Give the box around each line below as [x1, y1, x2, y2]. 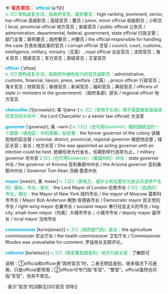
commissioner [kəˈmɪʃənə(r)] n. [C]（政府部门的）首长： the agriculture [5, 227, 152, 232]
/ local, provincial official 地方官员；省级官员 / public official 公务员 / [5, 24, 145, 30]
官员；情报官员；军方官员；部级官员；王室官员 [9, 55, 106, 61]
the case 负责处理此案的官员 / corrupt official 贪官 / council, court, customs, [5, 43, 162, 48]
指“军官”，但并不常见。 [5, 273, 54, 279]
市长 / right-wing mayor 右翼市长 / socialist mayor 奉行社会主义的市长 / [5, 203, 151, 209]
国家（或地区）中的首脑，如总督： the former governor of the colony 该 [9, 130, 156, 136]
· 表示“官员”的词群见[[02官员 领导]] [5, 283, 78, 289]
